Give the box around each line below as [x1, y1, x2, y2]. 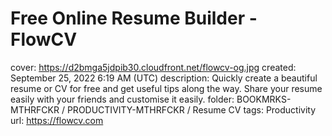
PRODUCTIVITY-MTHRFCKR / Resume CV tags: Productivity [66, 103, 317, 116]
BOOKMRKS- [236, 93, 292, 105]
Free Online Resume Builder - [10, 7, 258, 30]
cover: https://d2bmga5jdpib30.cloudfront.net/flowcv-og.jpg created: [10, 61, 297, 73]
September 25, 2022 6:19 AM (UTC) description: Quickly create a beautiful [10, 72, 318, 84]
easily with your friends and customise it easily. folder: [10, 93, 235, 105]
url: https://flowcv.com [10, 114, 104, 126]
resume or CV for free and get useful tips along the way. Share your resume [10, 82, 323, 94]
